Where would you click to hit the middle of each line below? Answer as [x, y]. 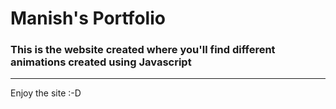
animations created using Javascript [101, 62]
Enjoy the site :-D [46, 93]
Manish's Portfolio [88, 18]
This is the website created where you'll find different [143, 50]
